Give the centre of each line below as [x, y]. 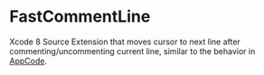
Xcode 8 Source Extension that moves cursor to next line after [125, 42]
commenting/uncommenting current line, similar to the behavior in [132, 51]
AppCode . [28, 61]
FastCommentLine [80, 17]
